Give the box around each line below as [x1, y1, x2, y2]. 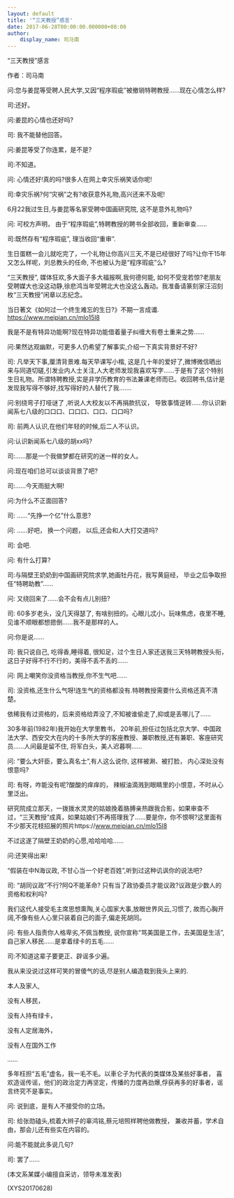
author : [7, 29, 30, 37]
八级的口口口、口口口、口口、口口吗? [25, 407, 133, 416]
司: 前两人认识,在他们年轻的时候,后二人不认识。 [7, 422, 143, 431]
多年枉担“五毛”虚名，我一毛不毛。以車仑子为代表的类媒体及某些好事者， [7, 1069, 215, 1078]
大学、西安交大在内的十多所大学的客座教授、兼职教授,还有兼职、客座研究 [13, 734, 224, 742]
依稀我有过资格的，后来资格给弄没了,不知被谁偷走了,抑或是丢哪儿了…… [7, 710, 212, 718]
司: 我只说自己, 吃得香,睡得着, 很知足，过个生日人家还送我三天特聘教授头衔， [7, 648, 228, 656]
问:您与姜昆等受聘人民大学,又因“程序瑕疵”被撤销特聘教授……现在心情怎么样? [7, 86, 226, 94]
